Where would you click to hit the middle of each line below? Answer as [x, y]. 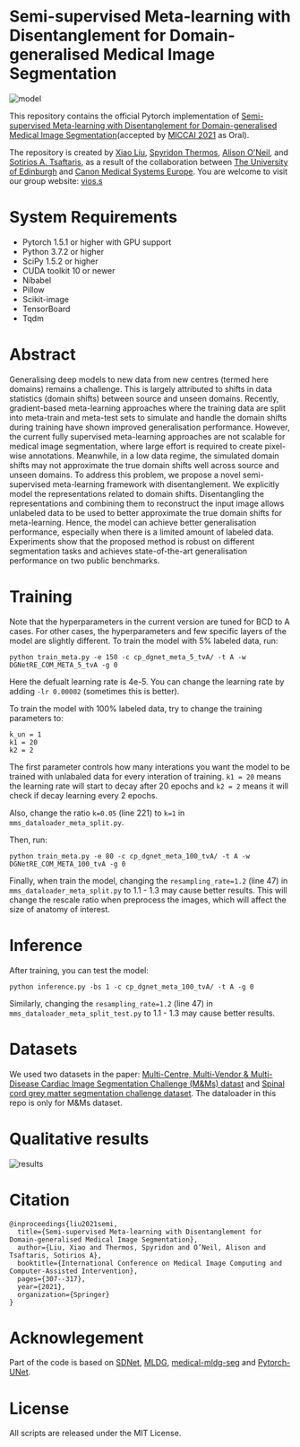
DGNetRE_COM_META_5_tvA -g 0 [64, 665]
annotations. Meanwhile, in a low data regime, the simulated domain [154, 456]
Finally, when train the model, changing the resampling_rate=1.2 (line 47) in [149, 880]
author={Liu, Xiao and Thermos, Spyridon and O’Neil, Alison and [142, 1247]
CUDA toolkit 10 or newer [69, 270]
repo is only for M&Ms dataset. [66, 1103]
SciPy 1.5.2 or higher [60, 261]
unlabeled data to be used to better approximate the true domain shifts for [146, 512]
